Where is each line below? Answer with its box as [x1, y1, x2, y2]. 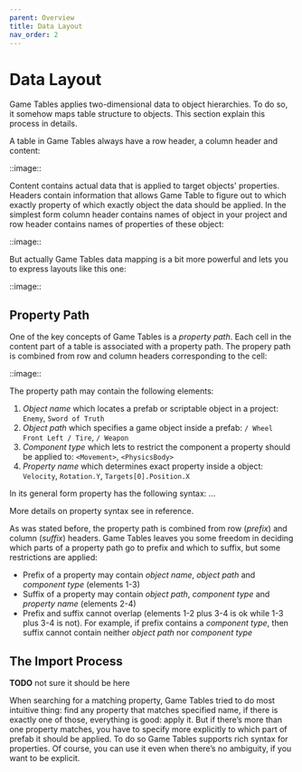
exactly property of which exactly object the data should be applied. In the [9, 200, 287, 211]
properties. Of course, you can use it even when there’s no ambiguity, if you [9, 743, 292, 754]
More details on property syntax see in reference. [9, 506, 194, 517]
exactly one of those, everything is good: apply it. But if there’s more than [9, 714, 283, 725]
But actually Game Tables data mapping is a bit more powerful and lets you [9, 254, 288, 265]
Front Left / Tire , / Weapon [22, 432, 129, 443]
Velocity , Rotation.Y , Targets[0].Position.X [22, 471, 190, 481]
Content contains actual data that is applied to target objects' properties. [9, 180, 280, 191]
